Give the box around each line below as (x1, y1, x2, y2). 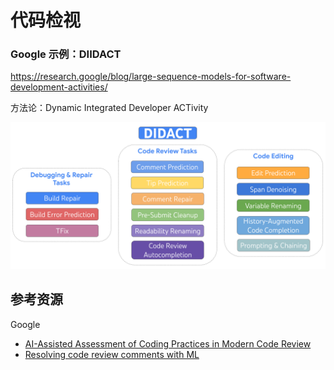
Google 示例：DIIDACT (10, 47, 122, 61)
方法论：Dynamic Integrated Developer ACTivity (10, 102, 209, 114)
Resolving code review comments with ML (24, 348, 200, 360)
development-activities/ (10, 81, 108, 93)
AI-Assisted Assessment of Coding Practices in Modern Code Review (24, 337, 312, 350)
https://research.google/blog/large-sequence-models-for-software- (10, 71, 292, 83)
